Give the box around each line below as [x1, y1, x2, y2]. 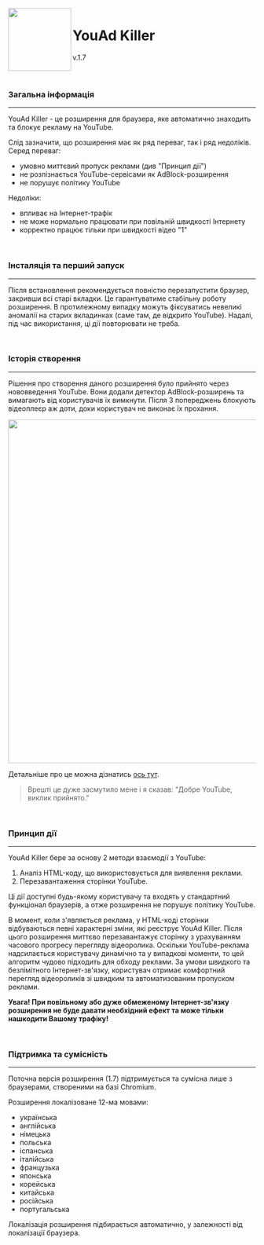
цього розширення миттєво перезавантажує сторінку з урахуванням [8, 932, 241, 942]
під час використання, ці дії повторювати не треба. [8, 318, 181, 328]
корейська [19, 1180, 56, 1189]
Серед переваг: [8, 146, 61, 156]
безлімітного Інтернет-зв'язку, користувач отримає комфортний [8, 965, 225, 975]
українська [19, 1113, 57, 1122]
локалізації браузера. [8, 1229, 81, 1238]
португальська [19, 1205, 70, 1214]
